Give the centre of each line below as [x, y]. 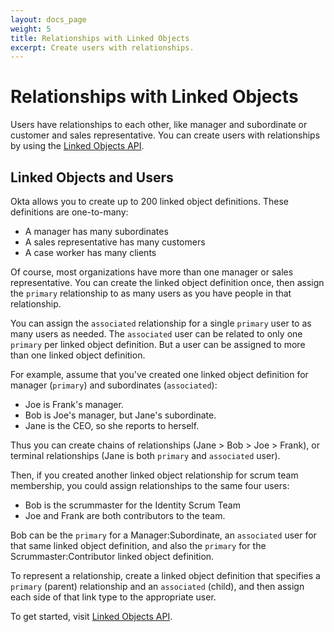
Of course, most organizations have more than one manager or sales [152, 272]
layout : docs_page [48, 19]
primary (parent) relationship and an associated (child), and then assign [157, 586]
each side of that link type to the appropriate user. [113, 597]
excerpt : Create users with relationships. [102, 47]
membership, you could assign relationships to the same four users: [150, 485]
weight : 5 [31, 29]
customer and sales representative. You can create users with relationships [165, 135]
